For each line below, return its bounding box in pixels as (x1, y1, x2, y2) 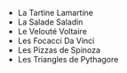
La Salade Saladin (17, 17, 83, 27)
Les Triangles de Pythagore (17, 55, 119, 64)
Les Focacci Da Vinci (17, 35, 95, 46)
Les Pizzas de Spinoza (17, 45, 100, 55)
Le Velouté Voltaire (17, 26, 87, 36)
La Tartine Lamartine (17, 8, 94, 18)
